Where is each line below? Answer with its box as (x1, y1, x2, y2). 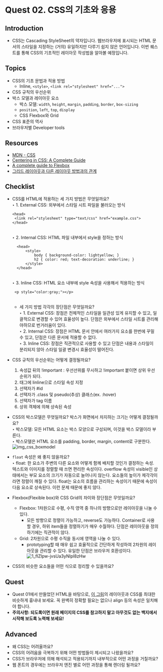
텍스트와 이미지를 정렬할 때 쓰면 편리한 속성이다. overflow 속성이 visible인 (12, 466, 153, 472)
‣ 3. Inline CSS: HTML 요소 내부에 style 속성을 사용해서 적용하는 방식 (12, 280, 145, 286)
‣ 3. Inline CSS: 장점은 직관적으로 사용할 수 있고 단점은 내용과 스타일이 (19, 340, 154, 346)
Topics (5, 64, 26, 73)
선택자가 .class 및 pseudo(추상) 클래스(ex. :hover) (19, 392, 116, 397)
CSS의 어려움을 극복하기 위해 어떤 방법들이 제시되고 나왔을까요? (12, 650, 134, 655)
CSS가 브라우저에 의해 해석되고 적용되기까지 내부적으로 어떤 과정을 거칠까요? (12, 656, 158, 662)
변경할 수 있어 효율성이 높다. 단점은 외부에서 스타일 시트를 (36, 316, 145, 322)
